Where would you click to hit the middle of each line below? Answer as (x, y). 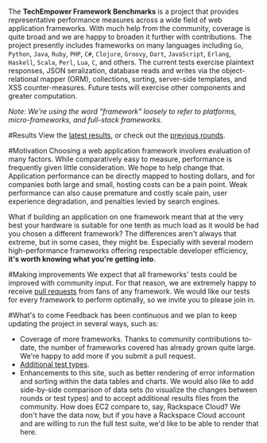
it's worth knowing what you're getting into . (82, 259)
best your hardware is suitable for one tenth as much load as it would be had (133, 225)
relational (23, 79)
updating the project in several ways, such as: (83, 324)
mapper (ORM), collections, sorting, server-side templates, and (143, 79)
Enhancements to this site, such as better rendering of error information (137, 373)
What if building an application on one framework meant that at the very (126, 217)
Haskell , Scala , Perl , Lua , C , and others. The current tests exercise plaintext (131, 62)
